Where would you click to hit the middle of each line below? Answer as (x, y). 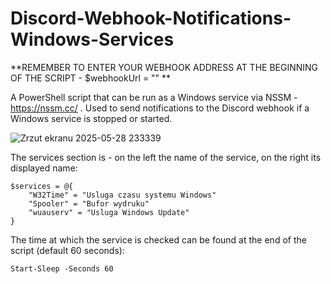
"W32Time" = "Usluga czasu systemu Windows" (122, 195)
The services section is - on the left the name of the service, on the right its (166, 157)
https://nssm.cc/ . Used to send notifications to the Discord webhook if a (160, 108)
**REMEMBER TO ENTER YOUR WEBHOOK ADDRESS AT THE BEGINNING (164, 67)
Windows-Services (92, 39)
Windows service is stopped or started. (91, 118)
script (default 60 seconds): (67, 250)
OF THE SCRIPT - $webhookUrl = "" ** (91, 78)
